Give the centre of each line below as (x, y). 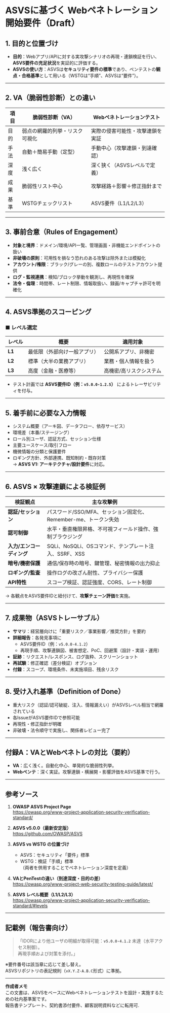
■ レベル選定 (21, 327)
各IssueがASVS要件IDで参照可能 (46, 717)
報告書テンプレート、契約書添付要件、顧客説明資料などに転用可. (72, 1005)
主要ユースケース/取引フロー (42, 445)
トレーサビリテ (145, 384)
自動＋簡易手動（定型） (50, 152)
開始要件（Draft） (42, 23)
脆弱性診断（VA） (54, 117)
